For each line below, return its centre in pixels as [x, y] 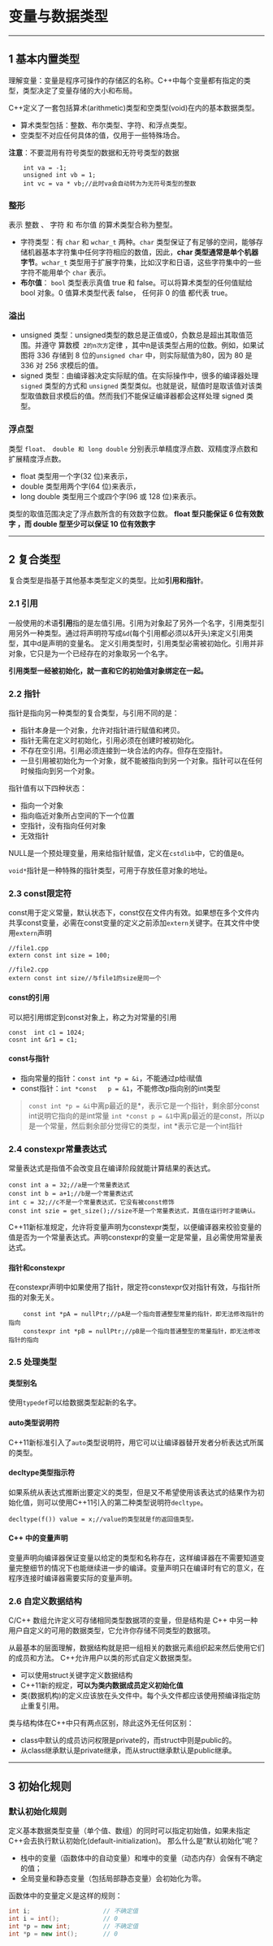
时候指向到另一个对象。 [59, 771]
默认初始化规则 [38, 1811]
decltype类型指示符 [42, 1473]
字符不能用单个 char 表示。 [65, 272]
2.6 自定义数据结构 [45, 1601]
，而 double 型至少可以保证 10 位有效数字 [87, 523]
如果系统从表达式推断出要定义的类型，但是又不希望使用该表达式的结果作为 [133, 1492]
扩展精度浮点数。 [37, 458]
